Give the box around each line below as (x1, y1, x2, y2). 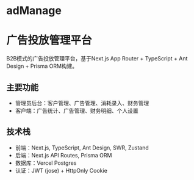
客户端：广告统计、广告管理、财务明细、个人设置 (15, 107, 138, 114)
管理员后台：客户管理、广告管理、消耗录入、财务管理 (15, 99, 149, 107)
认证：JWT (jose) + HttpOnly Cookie (15, 167, 108, 174)
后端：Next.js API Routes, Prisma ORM (15, 151, 112, 159)
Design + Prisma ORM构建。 (6, 62, 78, 70)
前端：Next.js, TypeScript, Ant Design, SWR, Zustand (15, 144, 149, 151)
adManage (6, 4, 62, 18)
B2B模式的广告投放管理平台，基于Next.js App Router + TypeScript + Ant (6, 55, 188, 62)
